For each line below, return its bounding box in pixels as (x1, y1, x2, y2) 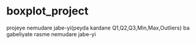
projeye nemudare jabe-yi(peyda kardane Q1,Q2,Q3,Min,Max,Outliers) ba (6, 24, 190, 31)
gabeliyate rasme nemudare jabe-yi (6, 30, 96, 37)
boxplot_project (6, 4, 89, 18)
